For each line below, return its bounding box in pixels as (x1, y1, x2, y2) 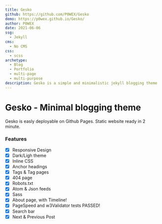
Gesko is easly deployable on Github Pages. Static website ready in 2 (5, 118, 146, 124)
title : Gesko (5, 7, 32, 12)
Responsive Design (12, 147, 52, 153)
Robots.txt (12, 181, 33, 187)
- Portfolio (9, 67, 34, 72)
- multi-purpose (9, 76, 43, 81)
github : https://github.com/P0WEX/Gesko (5, 12, 90, 17)
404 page (12, 175, 32, 181)
